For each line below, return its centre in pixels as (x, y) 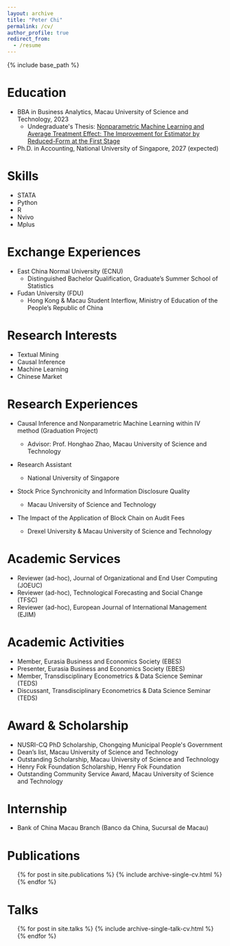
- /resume (27, 45)
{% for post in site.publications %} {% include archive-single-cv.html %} (119, 874)
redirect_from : (29, 39)
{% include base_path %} (43, 65)
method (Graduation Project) (57, 430)
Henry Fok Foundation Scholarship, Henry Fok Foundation (99, 767)
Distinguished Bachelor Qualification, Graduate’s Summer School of (123, 278)
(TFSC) (27, 599)
